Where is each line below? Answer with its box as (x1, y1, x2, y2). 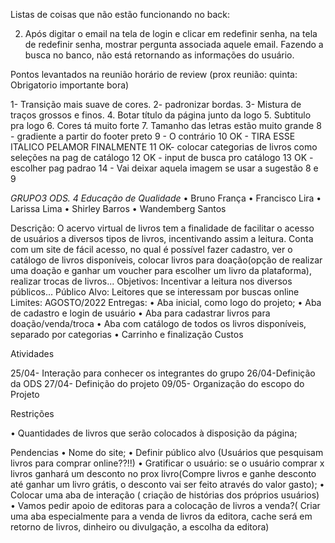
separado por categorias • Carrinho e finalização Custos (10, 329, 244, 340)
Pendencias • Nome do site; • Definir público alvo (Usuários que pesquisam (10, 447, 324, 458)
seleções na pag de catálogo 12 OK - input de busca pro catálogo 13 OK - (10, 152, 314, 163)
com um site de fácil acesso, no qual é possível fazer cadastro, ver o (10, 244, 293, 255)
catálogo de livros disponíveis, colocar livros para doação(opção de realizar (10, 254, 323, 266)
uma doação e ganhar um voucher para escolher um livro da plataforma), (10, 265, 312, 276)
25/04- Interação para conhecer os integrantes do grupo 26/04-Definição (10, 367, 316, 379)
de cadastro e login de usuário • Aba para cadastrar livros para (10, 307, 271, 319)
